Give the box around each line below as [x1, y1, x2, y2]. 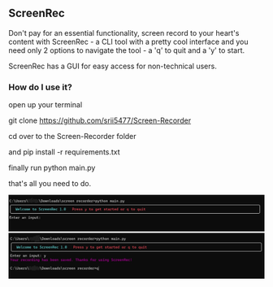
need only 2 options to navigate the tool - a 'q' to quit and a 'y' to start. [8, 45, 245, 55]
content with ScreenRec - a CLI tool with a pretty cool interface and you [8, 37, 249, 46]
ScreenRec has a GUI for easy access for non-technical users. [8, 61, 217, 71]
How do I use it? [8, 81, 73, 93]
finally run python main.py [8, 163, 96, 173]
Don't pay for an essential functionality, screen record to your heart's [8, 28, 240, 37]
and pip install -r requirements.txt [8, 147, 120, 157]
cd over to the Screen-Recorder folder [8, 132, 136, 141]
